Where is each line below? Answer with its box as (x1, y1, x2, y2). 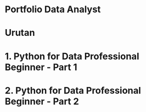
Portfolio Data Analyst (5, 4, 101, 15)
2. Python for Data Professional (5, 84, 141, 96)
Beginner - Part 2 (5, 96, 79, 107)
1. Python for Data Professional (5, 50, 139, 62)
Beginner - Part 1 (5, 61, 78, 73)
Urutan (5, 27, 35, 39)
